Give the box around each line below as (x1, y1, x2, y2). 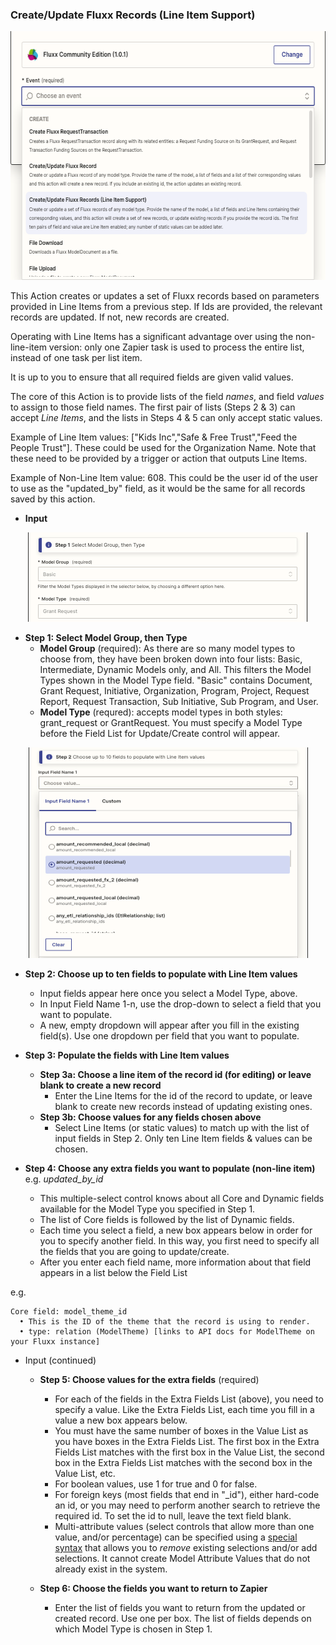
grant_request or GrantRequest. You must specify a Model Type (39, 717, 303, 729)
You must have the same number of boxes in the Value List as (54, 1425, 309, 1437)
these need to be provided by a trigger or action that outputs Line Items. (10, 453, 308, 465)
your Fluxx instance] (10, 1337, 101, 1347)
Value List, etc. (54, 1468, 116, 1480)
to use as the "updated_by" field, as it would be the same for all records (10, 483, 306, 495)
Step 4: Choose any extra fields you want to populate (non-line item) (24, 1163, 316, 1175)
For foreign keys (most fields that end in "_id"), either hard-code (54, 1489, 320, 1501)
